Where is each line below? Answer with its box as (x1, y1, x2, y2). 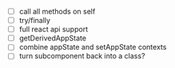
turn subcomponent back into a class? (18, 51, 145, 61)
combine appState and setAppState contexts (18, 43, 167, 52)
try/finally (18, 16, 51, 25)
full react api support (18, 25, 89, 34)
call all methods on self (18, 7, 96, 16)
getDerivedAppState (18, 33, 87, 43)
